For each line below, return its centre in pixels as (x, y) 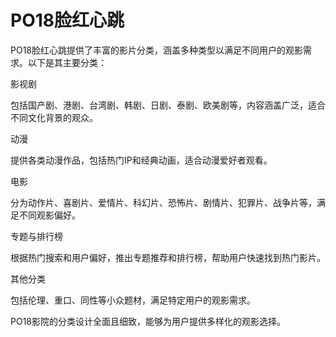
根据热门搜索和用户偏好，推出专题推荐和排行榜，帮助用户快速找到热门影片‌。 (168, 257)
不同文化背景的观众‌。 (54, 117)
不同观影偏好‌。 (49, 215)
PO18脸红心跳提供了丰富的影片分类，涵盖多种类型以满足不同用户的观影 (157, 50)
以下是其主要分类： (67, 62)
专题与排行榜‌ (36, 236)
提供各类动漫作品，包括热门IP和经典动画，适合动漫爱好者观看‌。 (141, 160)
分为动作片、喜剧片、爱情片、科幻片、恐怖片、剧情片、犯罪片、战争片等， (163, 202)
